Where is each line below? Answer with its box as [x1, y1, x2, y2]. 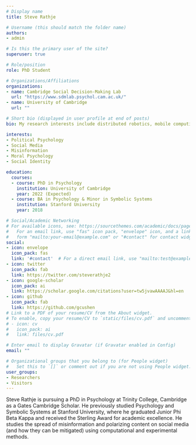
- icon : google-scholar [6, 277, 64, 283]
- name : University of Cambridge [6, 100, 87, 106]
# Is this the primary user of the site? [6, 46, 108, 52]
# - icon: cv [6, 321, 38, 327]
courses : [11, 175, 33, 180]
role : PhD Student [6, 67, 51, 73]
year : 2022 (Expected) [16, 191, 72, 197]
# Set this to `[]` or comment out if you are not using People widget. [6, 363, 192, 370]
